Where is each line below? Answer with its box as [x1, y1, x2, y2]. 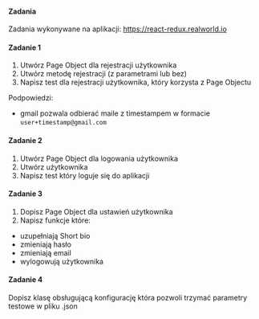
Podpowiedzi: [8, 93, 54, 103]
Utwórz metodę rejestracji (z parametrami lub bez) [19, 69, 187, 79]
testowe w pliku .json [8, 301, 79, 311]
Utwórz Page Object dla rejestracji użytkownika [19, 60, 177, 70]
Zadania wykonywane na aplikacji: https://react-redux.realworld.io [8, 24, 227, 34]
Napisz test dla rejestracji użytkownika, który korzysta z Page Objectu [19, 77, 252, 88]
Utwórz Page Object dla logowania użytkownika [19, 153, 179, 163]
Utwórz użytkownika [19, 162, 88, 172]
